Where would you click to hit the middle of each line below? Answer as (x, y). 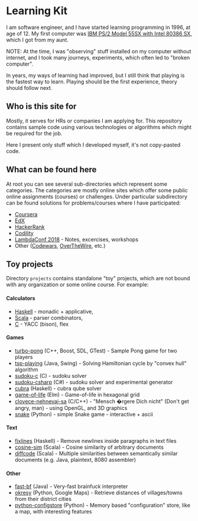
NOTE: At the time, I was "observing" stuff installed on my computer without (99, 51)
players (24, 357)
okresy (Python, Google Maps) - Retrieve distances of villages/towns (98, 493)
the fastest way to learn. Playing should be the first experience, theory (92, 82)
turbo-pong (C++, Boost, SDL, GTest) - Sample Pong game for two (96, 351)
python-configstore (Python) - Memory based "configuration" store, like (103, 505)
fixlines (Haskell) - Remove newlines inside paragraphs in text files (95, 441)
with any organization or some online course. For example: (77, 284)
